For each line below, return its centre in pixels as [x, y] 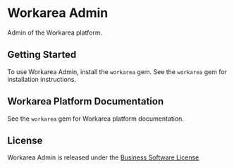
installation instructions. [42, 79]
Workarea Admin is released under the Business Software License [103, 157]
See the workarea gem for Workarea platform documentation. [96, 119]
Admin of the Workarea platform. [55, 32]
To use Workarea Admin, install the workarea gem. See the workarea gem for [117, 71]
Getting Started [42, 55]
